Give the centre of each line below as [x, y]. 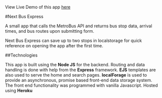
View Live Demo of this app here [38, 7]
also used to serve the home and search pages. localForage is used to [76, 75]
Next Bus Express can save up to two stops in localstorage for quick [74, 40]
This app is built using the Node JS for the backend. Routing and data [75, 65]
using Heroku [19, 90]
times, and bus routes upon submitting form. [50, 31]
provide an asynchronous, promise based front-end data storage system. [79, 80]
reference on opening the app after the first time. [54, 46]
